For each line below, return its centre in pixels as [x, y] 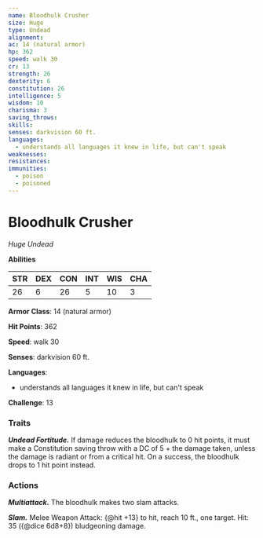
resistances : [29, 162]
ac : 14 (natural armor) [47, 45]
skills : [21, 125]
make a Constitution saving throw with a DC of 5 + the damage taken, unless [132, 448]
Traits [20, 423]
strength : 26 [29, 74]
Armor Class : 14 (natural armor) [60, 311]
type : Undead [29, 30]
